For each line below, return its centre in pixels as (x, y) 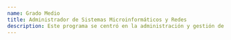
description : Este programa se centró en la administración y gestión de (116, 26)
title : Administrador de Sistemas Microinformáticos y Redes (97, 20)
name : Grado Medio (34, 13)
